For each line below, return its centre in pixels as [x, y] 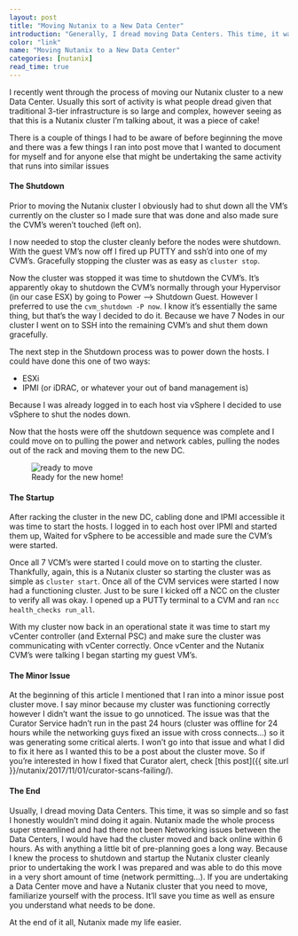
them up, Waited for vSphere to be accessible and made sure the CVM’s [141, 536]
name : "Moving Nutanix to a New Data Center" [94, 51]
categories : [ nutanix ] [51, 59]
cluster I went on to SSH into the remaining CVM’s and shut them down [139, 326]
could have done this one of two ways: [80, 361]
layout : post [33, 17]
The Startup [32, 497]
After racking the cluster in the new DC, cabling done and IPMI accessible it [147, 517]
